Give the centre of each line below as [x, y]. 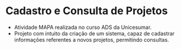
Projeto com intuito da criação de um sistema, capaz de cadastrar [94, 33]
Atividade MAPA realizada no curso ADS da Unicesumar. [83, 27]
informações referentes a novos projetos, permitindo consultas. [91, 40]
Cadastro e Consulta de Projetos [87, 11]
